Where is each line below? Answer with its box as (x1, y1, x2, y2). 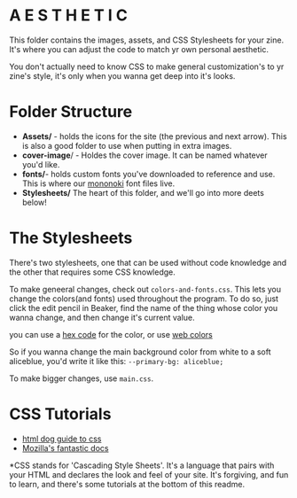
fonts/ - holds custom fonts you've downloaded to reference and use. (21, 168, 276, 179)
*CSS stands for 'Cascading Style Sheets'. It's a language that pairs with (9, 460, 275, 471)
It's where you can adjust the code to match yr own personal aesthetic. (9, 43, 269, 54)
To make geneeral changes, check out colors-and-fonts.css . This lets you (9, 284, 282, 294)
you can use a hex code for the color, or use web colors (9, 329, 213, 339)
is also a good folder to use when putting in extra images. (21, 140, 232, 151)
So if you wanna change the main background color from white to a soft (9, 346, 271, 357)
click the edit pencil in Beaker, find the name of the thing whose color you (9, 302, 278, 313)
